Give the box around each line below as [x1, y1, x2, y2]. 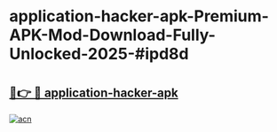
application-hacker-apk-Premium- [9, 6, 269, 27]
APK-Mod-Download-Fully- [9, 25, 216, 45]
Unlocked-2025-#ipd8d [9, 44, 189, 64]
